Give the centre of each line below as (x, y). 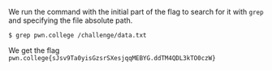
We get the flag (34, 50)
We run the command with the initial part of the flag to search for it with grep (136, 12)
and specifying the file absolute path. (71, 20)
